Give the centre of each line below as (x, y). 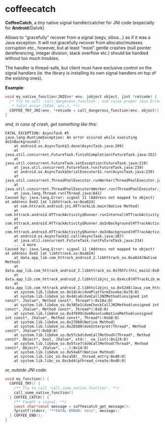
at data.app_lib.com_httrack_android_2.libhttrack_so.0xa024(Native (85, 258)
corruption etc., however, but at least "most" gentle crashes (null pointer (78, 48)
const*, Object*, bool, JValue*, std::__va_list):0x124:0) (67, 340)
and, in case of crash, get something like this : (51, 124)
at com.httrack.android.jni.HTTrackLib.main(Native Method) (77, 206)
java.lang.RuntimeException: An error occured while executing (71, 138)
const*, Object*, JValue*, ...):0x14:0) (47, 348)
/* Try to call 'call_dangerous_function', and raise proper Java (79, 101)
